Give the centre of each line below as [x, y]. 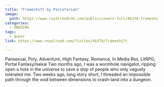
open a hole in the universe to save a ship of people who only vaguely [75, 69]
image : [12, 14]
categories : [17, 23]
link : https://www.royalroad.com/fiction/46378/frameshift [66, 41]
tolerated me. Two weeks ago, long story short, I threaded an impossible [78, 74]
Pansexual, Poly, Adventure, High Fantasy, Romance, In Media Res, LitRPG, [80, 59]
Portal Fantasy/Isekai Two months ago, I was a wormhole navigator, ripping [81, 64]
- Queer [17, 37]
